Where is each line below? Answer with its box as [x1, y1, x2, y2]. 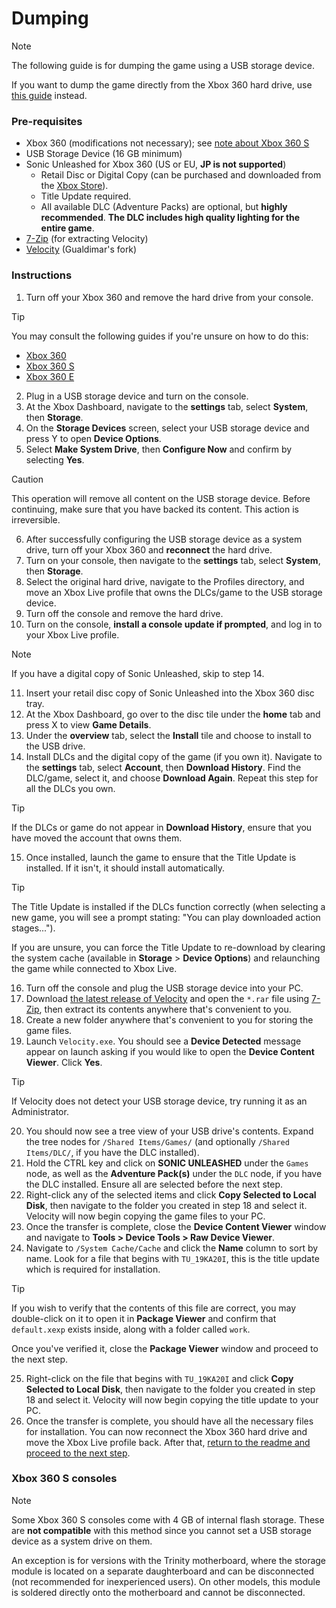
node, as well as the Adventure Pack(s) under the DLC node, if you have [25, 1167, 323, 1179]
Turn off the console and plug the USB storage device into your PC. [25, 982, 304, 994]
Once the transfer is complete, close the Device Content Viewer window [25, 1220, 327, 1232]
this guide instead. [11, 89, 88, 101]
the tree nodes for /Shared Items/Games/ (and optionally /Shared [25, 1135, 290, 1147]
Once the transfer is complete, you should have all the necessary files [25, 1415, 314, 1427]
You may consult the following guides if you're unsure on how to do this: [11, 330, 309, 342]
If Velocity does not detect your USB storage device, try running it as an [11, 1095, 308, 1107]
